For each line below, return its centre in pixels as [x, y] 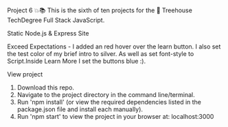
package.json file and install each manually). [80, 109]
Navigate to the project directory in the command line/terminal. [106, 95]
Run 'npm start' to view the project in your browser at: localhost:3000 [115, 116]
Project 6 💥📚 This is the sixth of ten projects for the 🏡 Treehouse [100, 10]
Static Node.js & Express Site [48, 33]
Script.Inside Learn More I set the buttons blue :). [77, 61]
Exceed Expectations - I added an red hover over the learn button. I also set [114, 46]
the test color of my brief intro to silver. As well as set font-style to [101, 54]
